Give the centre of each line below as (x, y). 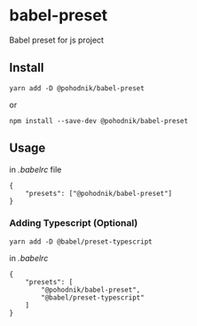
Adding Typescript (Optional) (74, 223)
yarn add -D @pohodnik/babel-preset (77, 88)
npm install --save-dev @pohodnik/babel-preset (99, 120)
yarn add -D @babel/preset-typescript (81, 241)
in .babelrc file (35, 169)
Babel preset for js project (57, 40)
